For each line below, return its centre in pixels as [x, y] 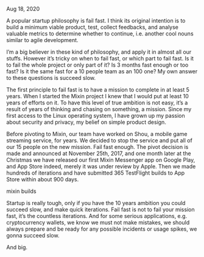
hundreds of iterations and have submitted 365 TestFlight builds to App [96, 173]
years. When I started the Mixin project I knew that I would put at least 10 [97, 96]
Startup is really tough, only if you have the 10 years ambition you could [96, 203]
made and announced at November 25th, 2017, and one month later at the [99, 153]
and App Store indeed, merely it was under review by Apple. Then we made [101, 166]
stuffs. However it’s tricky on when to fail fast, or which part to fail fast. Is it [100, 58]
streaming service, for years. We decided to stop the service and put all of [100, 140]
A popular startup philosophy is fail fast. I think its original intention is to [96, 20]
